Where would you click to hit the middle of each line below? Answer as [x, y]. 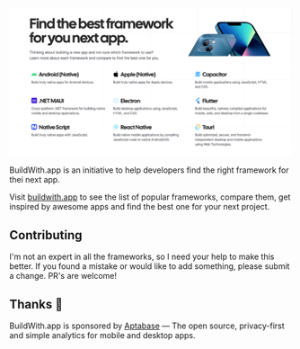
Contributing [46, 235]
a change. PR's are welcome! [63, 276]
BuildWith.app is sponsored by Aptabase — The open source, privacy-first [147, 326]
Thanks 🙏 [36, 304]
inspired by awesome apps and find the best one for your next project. [140, 207]
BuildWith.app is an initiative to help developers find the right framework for [149, 170]
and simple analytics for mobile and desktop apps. [102, 335]
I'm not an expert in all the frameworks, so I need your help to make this [142, 257]
